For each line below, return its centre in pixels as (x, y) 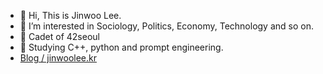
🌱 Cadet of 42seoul (59, 36)
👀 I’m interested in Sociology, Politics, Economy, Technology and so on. (166, 26)
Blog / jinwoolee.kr (58, 58)
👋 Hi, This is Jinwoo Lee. (70, 15)
